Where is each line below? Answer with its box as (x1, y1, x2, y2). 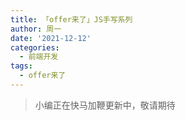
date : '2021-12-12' (10, 33, 92, 43)
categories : (10, 42, 60, 53)
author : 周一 (10, 24, 62, 34)
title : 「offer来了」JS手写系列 (10, 14, 133, 25)
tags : (10, 61, 33, 71)
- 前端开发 (19, 52, 59, 62)
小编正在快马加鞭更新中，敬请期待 (34, 99, 176, 111)
